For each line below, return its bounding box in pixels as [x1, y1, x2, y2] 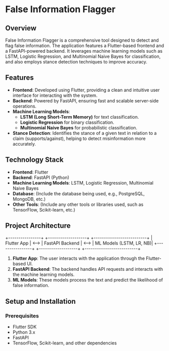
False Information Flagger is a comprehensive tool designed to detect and [5, 37, 159, 43]
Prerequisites [5, 312, 39, 319]
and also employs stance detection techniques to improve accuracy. [5, 59, 148, 64]
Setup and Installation [5, 297, 76, 305]
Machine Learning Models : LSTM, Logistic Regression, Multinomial [12, 180, 153, 186]
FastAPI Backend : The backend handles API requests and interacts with [12, 266, 163, 272]
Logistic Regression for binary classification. [20, 119, 115, 125]
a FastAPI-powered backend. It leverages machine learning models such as [5, 48, 163, 54]
